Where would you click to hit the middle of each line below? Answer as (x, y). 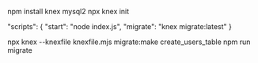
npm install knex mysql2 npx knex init (68, 11)
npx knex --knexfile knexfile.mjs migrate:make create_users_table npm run (129, 42)
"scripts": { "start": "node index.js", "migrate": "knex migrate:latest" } (120, 26)
